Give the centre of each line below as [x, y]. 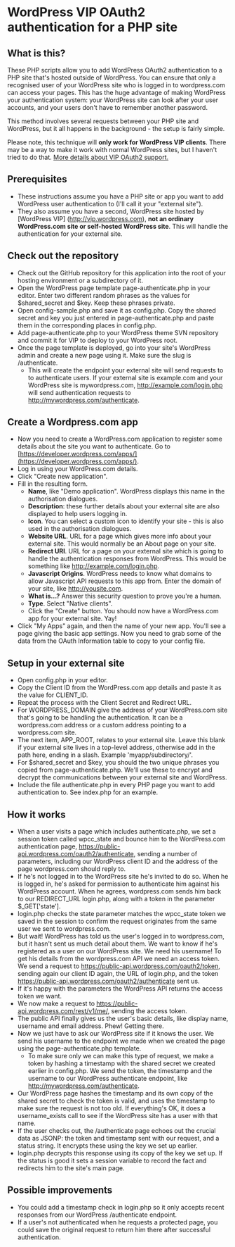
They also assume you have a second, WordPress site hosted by [111, 211]
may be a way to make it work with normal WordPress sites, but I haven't [112, 150]
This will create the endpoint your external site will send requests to [126, 370]
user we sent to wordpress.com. [64, 929]
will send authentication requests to [79, 392]
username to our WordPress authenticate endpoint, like [108, 1079]
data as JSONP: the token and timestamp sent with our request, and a [118, 1139]
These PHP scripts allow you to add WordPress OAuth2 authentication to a [115, 70]
